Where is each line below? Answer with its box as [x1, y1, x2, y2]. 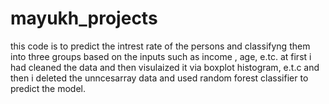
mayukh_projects [10, 7, 158, 30]
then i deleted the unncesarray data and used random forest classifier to [10, 72, 309, 84]
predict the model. [10, 82, 87, 94]
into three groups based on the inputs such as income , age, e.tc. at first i [10, 50, 312, 62]
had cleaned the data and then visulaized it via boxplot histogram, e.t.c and [10, 61, 320, 73]
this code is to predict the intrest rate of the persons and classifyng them [10, 40, 311, 52]
